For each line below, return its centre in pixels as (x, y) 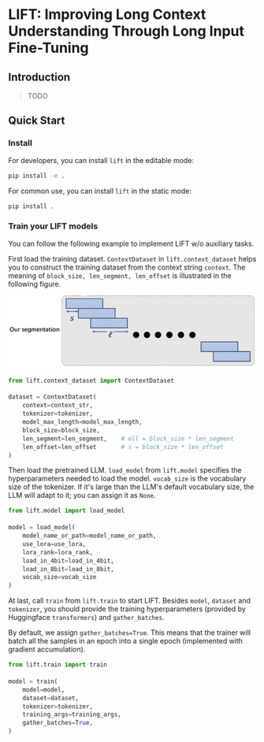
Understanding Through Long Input (126, 31)
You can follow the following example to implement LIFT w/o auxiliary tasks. (131, 243)
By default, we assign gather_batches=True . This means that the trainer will (129, 633)
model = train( (33, 681)
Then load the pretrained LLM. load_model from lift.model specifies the (125, 470)
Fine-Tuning (48, 48)
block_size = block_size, (61, 430)
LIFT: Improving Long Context (107, 15)
